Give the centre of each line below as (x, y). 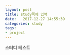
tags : (11, 28)
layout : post (18, 10)
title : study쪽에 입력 (26, 14)
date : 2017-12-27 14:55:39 (35, 19)
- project (15, 33)
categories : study (24, 24)
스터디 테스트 (18, 47)
